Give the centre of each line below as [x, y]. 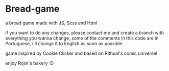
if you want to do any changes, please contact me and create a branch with [85, 32]
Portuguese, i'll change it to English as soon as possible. [64, 43]
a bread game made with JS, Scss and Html [51, 23]
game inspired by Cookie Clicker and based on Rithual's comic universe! [81, 53]
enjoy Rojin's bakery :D [30, 63]
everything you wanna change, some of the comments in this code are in [82, 38]
